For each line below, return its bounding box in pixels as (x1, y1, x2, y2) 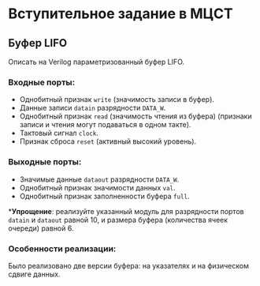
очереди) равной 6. (8, 223, 74, 233)
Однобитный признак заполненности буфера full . (19, 191, 190, 201)
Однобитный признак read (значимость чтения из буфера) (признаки (19, 111, 252, 121)
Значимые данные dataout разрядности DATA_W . (19, 175, 180, 184)
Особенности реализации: (8, 243, 117, 254)
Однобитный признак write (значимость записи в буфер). (19, 95, 215, 104)
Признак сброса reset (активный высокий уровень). (19, 137, 197, 146)
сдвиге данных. (8, 269, 61, 279)
